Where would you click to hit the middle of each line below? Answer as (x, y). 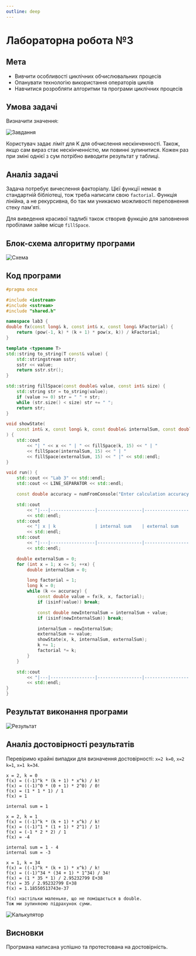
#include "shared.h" (31, 311)
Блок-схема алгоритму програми (71, 243)
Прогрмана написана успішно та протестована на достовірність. (87, 947)
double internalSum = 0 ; (57, 570)
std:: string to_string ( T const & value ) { (57, 354)
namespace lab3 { (27, 322)
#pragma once (22, 289)
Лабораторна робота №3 (70, 40)
